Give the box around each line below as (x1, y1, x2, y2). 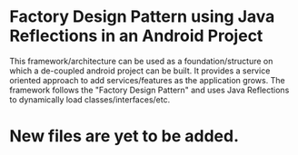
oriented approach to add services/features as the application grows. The (9, 74, 285, 85)
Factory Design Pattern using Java (9, 6, 275, 27)
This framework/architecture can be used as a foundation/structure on (9, 55, 273, 66)
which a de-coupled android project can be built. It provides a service (9, 65, 271, 76)
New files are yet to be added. (9, 126, 239, 147)
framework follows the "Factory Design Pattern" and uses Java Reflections (9, 84, 290, 95)
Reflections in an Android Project (9, 25, 263, 46)
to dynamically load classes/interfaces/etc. (9, 93, 171, 105)
